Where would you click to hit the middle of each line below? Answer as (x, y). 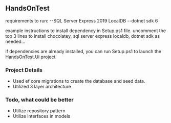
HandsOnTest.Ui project (30, 57)
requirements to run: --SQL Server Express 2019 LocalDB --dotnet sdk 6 (82, 20)
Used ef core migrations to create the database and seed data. (79, 81)
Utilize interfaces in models (41, 116)
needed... (15, 41)
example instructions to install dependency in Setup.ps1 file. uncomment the (86, 31)
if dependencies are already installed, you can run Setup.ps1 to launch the (83, 51)
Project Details (24, 70)
